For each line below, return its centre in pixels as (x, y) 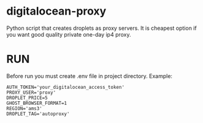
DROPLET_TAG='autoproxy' (38, 114)
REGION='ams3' (25, 108)
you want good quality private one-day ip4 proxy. (69, 34)
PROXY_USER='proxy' (31, 93)
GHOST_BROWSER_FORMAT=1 (37, 103)
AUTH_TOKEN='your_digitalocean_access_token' (65, 87)
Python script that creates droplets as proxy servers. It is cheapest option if (102, 28)
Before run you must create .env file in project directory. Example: (90, 76)
